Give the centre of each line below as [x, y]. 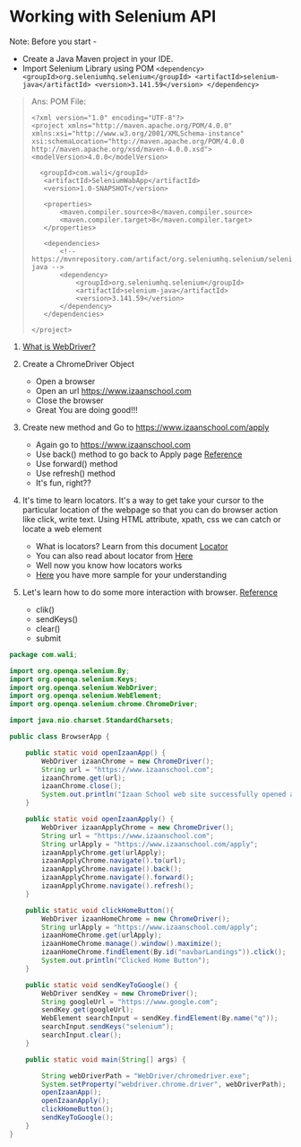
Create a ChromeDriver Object [78, 363]
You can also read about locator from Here [114, 556]
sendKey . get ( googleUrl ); [88, 1010]
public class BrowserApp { [60, 737]
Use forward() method [77, 463]
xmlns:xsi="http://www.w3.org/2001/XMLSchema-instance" [138, 133]
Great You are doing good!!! [86, 409]
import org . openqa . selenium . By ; [69, 670]
